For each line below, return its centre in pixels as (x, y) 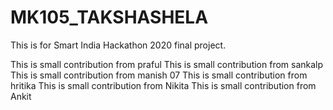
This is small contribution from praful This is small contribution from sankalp (167, 64)
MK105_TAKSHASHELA (109, 17)
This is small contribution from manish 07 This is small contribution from (159, 75)
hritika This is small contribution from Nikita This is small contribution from (163, 85)
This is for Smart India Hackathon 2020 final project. (118, 45)
